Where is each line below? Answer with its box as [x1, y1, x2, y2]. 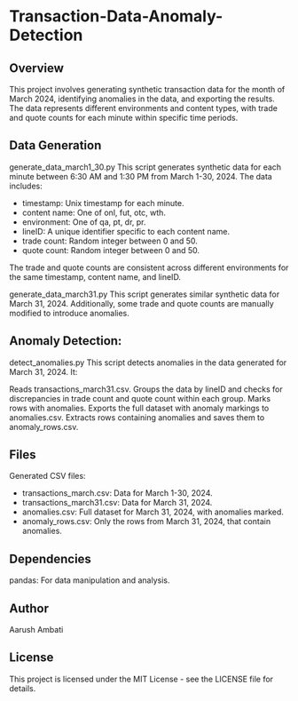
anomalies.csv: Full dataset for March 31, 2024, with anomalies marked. [21, 506, 284, 517]
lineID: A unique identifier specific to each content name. [21, 226, 231, 236]
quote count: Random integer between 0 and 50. [21, 244, 200, 255]
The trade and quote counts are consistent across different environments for [9, 262, 289, 273]
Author [9, 601, 49, 616]
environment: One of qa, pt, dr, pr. [21, 216, 146, 227]
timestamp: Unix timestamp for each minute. [21, 197, 184, 208]
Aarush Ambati [9, 625, 64, 635]
